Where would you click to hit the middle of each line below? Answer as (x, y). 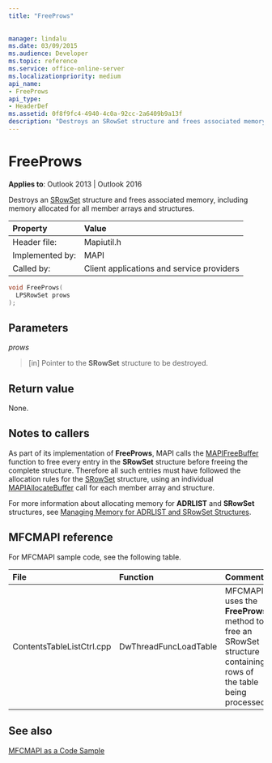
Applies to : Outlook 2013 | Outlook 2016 (75, 184)
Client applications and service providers (162, 268)
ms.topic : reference (43, 62)
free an (239, 631)
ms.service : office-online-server (67, 69)
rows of (240, 671)
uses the (242, 601)
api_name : (25, 84)
